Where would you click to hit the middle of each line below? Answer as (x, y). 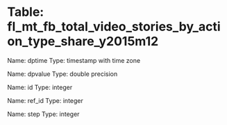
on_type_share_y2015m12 (83, 41)
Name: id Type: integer (40, 87)
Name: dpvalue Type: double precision (62, 74)
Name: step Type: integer (43, 114)
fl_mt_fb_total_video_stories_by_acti (114, 27)
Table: (26, 12)
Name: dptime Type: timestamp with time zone (74, 60)
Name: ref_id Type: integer (45, 100)
